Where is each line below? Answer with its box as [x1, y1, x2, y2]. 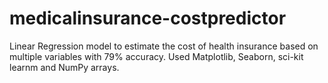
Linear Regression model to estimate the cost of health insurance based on [9, 40, 319, 52]
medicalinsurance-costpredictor [9, 7, 287, 30]
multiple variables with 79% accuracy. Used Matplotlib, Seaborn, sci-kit [9, 50, 304, 62]
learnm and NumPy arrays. [9, 61, 120, 73]
